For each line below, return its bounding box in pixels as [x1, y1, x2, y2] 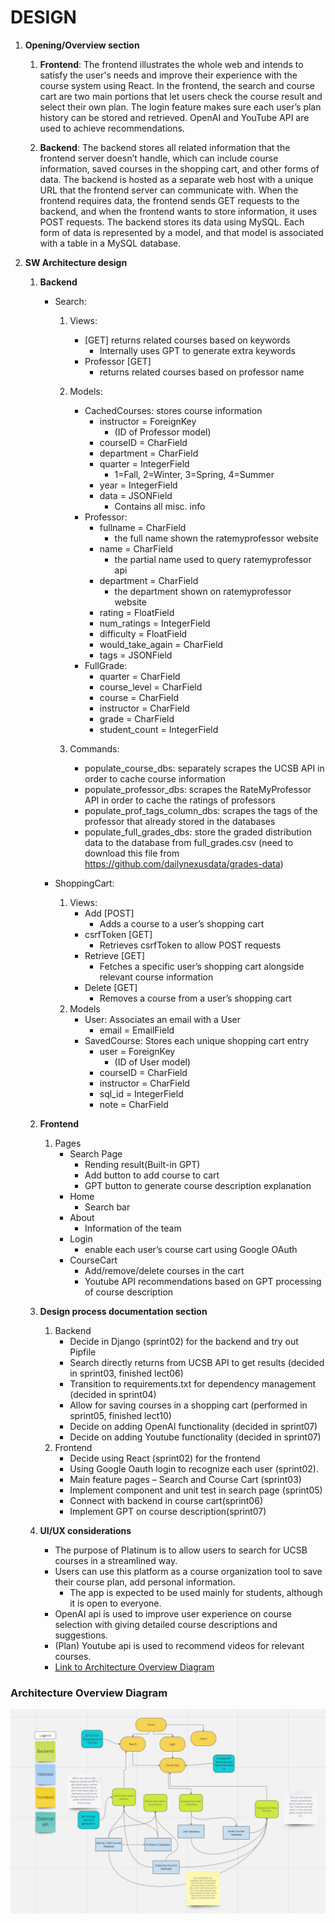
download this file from [84, 847, 180, 859]
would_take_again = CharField [99, 638, 224, 650]
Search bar [84, 1201, 131, 1213]
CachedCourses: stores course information [84, 404, 263, 416]
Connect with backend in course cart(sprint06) [69, 1494, 263, 1506]
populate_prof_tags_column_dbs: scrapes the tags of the [84, 804, 318, 816]
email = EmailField [99, 1024, 175, 1036]
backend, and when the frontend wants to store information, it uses [39, 205, 318, 217]
